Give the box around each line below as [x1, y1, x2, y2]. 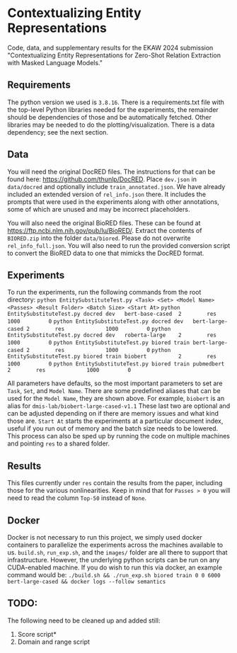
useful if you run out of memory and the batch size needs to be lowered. [7, 424, 219, 433]
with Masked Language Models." [7, 58, 103, 67]
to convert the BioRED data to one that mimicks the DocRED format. [7, 249, 204, 257]
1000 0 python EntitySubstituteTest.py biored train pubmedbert [7, 360, 225, 368]
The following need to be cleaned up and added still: [7, 616, 161, 625]
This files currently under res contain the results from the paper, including [7, 479, 223, 487]
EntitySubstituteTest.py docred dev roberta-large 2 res [7, 331, 217, 339]
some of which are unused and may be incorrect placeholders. [7, 205, 190, 213]
